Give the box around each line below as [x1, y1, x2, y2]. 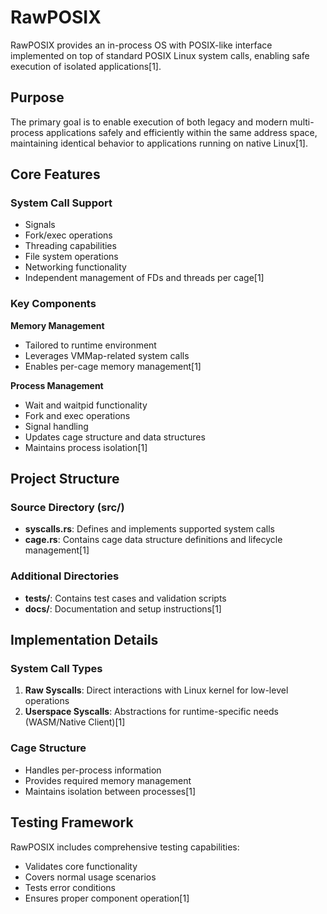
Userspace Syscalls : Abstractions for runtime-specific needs [24, 706, 279, 718]
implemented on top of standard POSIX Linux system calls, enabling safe [10, 49, 310, 61]
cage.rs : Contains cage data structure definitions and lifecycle [24, 534, 283, 546]
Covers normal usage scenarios [24, 871, 157, 883]
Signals [24, 219, 56, 231]
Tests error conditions [24, 881, 117, 893]
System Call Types [10, 662, 103, 676]
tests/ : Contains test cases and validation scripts [24, 592, 227, 604]
